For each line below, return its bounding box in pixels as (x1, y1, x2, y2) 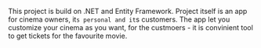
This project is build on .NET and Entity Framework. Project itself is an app (8, 7, 248, 15)
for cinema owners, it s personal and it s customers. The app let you (8, 15, 230, 24)
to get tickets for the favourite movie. (8, 31, 128, 40)
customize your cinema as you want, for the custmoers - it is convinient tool (8, 23, 253, 32)
